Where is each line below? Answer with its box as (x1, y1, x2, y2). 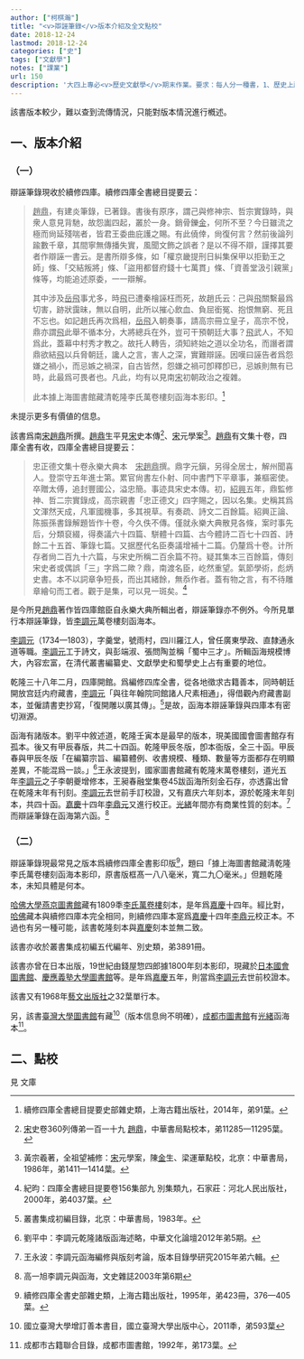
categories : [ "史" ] (10, 47, 82, 56)
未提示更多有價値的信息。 (10, 410, 106, 421)
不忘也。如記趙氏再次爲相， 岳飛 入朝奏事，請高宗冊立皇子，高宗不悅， (32, 315, 294, 326)
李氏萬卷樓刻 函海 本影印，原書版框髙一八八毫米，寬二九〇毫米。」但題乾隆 (10, 869, 283, 880)
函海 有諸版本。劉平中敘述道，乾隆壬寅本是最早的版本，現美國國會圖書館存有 (10, 730, 295, 740)
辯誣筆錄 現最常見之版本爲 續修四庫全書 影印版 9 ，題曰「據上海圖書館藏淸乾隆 (10, 856, 291, 868)
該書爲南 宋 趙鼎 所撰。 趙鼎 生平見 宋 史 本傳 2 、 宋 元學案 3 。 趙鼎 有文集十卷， (10, 428, 280, 441)
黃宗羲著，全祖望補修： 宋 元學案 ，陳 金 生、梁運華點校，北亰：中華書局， (23, 1152, 292, 1163)
